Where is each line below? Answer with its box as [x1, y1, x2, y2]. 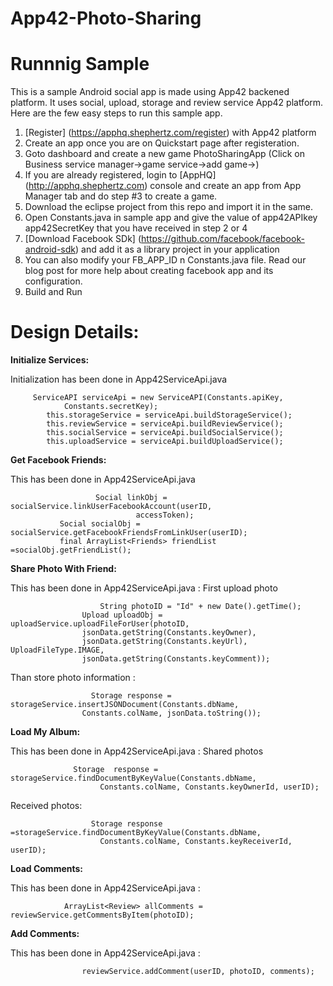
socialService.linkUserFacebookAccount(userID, [10, 502, 213, 512]
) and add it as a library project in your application [74, 243, 280, 256]
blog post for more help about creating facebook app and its [24, 265, 274, 277]
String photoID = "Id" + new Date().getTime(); [99, 602, 302, 612]
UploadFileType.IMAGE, [10, 645, 105, 656]
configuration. [24, 275, 83, 287]
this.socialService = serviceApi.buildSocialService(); [46, 428, 284, 438]
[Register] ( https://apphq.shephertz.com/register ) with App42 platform [24, 127, 317, 139]
